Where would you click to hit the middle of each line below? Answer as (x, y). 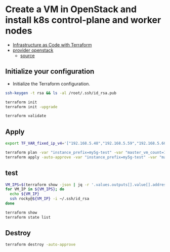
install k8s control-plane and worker (83, 20)
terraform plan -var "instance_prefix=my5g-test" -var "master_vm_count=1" (87, 152)
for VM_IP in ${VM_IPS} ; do (35, 189)
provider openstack (33, 50)
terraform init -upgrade (31, 107)
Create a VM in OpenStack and (71, 9)
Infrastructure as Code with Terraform (52, 45)
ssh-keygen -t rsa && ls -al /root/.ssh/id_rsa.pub (61, 93)
